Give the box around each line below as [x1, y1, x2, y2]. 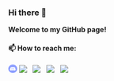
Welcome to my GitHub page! [8, 25, 107, 35]
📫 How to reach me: [8, 43, 77, 53]
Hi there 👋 [8, 7, 47, 18]
